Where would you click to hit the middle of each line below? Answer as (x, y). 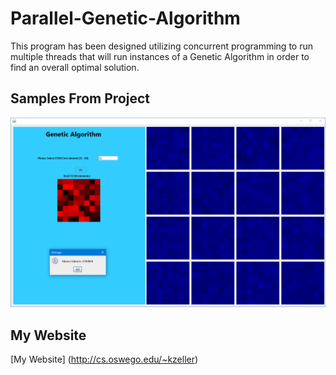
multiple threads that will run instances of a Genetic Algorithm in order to (160, 56)
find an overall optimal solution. (75, 67)
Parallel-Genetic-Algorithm (125, 18)
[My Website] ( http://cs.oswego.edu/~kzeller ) (104, 359)
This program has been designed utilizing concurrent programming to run (161, 46)
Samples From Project (80, 98)
